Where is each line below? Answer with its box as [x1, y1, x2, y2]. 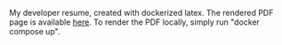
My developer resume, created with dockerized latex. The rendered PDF [9, 8, 274, 18]
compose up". [9, 26, 60, 36]
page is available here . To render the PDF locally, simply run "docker [9, 17, 261, 27]
